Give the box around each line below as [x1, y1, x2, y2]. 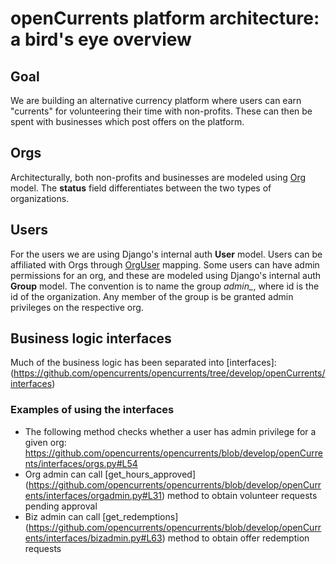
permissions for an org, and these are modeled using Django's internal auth [10, 269, 322, 281]
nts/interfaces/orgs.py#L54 [24, 457, 138, 469]
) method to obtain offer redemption [161, 532, 310, 544]
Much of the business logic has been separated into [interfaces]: [10, 357, 277, 369]
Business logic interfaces [10, 330, 172, 347]
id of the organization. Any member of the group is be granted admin [10, 290, 294, 302]
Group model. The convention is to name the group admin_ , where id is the [10, 280, 320, 292]
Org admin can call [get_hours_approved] [24, 468, 197, 480]
